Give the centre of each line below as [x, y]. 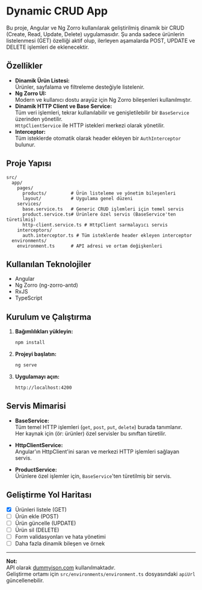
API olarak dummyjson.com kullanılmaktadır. [61, 567]
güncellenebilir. [25, 580]
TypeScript [29, 298]
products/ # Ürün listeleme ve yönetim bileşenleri [99, 193]
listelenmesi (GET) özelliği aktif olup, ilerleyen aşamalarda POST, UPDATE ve [101, 40]
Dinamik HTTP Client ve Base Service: [63, 106]
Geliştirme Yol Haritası [49, 495]
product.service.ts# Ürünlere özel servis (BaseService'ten [99, 214]
